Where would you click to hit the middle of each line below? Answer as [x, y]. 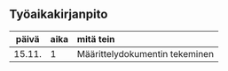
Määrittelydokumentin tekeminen [145, 53]
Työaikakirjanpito [59, 14]
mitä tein [96, 39]
